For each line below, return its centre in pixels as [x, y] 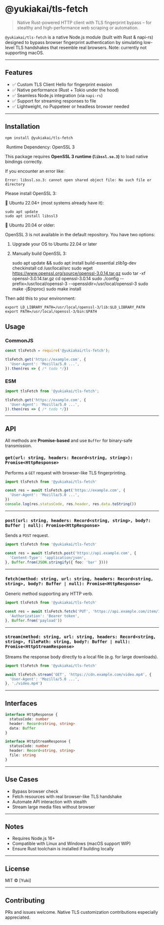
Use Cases [22, 780]
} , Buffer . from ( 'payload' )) [34, 620]
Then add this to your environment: [40, 298]
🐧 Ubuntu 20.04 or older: [30, 225]
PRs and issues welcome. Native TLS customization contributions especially [82, 912]
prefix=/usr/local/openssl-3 [40, 284]
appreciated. [18, 917]
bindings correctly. [24, 162]
